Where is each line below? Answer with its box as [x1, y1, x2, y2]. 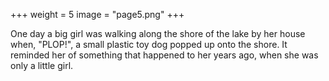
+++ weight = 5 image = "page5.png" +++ [10, 9, 185, 20]
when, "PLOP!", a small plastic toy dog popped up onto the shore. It [10, 39, 288, 50]
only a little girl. [10, 60, 74, 71]
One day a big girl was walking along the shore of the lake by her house [10, 28, 306, 39]
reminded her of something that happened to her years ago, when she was [10, 49, 319, 61]
